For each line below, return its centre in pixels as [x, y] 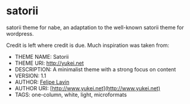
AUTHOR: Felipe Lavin [42, 82]
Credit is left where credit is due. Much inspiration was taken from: [88, 45]
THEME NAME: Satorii [42, 56]
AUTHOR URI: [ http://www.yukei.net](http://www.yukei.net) [88, 88]
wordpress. [20, 33]
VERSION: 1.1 [30, 75]
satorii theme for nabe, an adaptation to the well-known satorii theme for [95, 27]
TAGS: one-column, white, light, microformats [71, 94]
